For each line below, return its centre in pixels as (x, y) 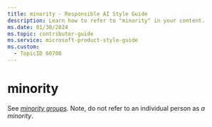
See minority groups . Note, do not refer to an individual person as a (106, 108)
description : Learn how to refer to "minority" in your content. (106, 21)
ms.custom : (23, 47)
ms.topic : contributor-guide (51, 34)
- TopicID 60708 (38, 54)
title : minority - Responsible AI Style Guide (78, 14)
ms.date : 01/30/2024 (38, 27)
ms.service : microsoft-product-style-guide (73, 40)
